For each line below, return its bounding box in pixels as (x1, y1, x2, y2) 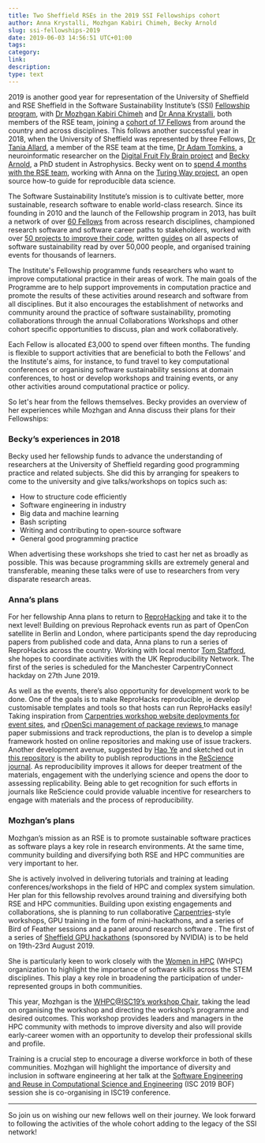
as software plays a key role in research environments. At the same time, (8, 841, 244, 851)
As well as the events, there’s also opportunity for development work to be (8, 686, 250, 696)
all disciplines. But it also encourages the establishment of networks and (8, 299, 244, 308)
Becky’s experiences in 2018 (8, 433, 121, 444)
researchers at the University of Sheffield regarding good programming (8, 459, 240, 469)
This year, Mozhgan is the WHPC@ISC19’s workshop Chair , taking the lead (8, 997, 251, 1006)
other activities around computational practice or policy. (8, 381, 190, 391)
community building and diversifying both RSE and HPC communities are (8, 850, 245, 859)
